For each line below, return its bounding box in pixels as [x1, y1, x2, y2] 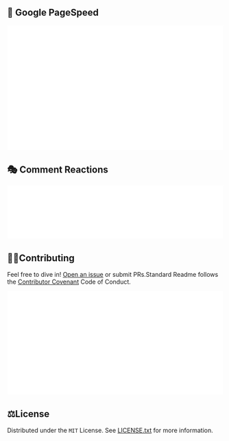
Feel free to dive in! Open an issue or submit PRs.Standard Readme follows [7, 271, 219, 279]
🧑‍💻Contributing [7, 252, 75, 264]
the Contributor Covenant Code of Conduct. [7, 278, 132, 286]
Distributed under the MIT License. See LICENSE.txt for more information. [7, 427, 214, 435]
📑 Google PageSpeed [7, 7, 99, 19]
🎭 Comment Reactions [7, 163, 108, 175]
